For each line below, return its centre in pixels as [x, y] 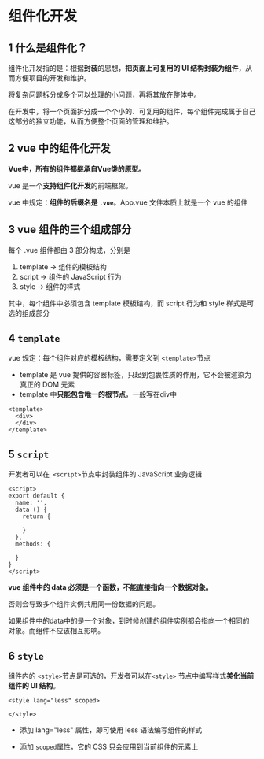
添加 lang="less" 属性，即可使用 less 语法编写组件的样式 [111, 730]
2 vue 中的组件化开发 [60, 148]
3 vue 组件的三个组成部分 [70, 230]
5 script [29, 454]
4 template [34, 338]
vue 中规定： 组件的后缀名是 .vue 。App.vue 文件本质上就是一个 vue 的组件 [128, 202]
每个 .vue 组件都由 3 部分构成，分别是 [70, 250]
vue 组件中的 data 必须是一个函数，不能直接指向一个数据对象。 [110, 587]
